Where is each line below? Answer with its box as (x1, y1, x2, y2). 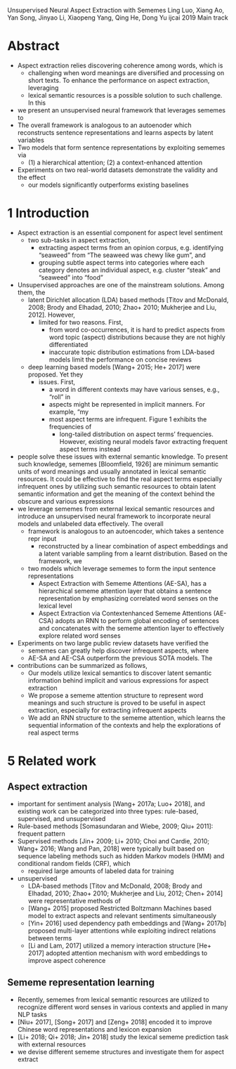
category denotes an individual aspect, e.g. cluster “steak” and (38, 265, 221, 274)
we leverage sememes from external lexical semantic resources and (17, 504, 215, 513)
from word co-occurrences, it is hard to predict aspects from (48, 325, 225, 334)
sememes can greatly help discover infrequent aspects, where (27, 646, 209, 655)
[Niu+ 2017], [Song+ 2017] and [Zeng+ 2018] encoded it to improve (17, 1018, 212, 1026)
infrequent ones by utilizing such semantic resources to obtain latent (17, 482, 216, 490)
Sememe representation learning (7, 976, 155, 989)
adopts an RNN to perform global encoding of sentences (55, 616, 220, 624)
